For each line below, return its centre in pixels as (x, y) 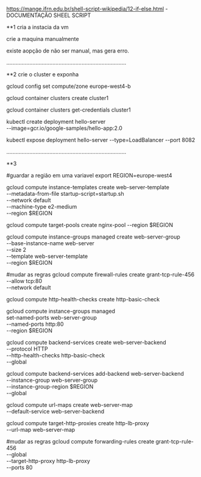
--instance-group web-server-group (52, 380)
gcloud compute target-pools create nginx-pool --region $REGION (90, 225)
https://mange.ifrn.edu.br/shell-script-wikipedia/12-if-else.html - (87, 9)
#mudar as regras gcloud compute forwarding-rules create (80, 441)
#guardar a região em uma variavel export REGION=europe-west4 (89, 175)
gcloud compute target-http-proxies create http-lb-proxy (78, 423)
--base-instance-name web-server (50, 243)
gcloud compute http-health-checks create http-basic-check (83, 299)
